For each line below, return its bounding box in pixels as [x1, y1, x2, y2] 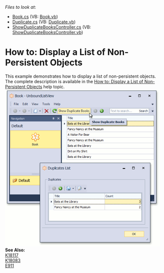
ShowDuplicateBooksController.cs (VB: [12, 24, 91, 30]
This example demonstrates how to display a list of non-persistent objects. [5, 73, 156, 79]
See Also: [5, 247, 26, 253]
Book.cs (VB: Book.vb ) [12, 14, 58, 19]
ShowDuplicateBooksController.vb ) [12, 30, 83, 35]
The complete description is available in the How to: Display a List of [5, 78, 143, 84]
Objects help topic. [26, 84, 65, 90]
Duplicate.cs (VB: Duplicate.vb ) [12, 19, 76, 25]
